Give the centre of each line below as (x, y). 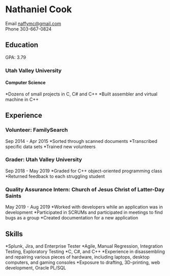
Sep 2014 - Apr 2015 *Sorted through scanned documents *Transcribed (81, 141)
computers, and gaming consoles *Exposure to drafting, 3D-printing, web (83, 262)
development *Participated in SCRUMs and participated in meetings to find (84, 212)
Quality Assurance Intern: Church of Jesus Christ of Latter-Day (85, 189)
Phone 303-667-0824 (29, 29)
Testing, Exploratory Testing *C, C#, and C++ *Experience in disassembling (85, 252)
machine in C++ (22, 99)
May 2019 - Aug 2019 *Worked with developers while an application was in (84, 207)
